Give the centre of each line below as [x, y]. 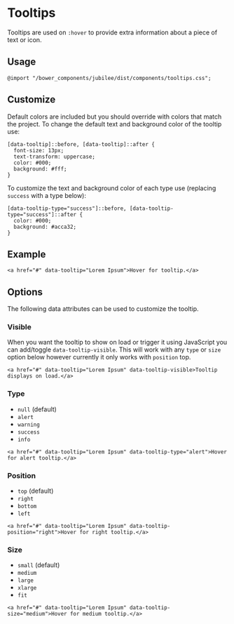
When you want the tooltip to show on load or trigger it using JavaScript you [117, 343]
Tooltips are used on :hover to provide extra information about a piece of [112, 32]
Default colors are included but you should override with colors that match [115, 117]
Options [25, 292]
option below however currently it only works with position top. [99, 357]
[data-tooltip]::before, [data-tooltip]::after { [81, 144]
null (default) [37, 409]
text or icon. [25, 39]
